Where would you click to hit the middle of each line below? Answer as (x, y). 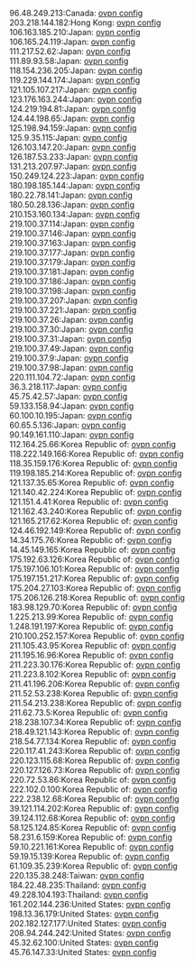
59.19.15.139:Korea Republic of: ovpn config (89, 856)
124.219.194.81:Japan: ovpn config (73, 109)
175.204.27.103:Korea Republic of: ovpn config (95, 588)
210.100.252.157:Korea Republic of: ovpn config (97, 636)
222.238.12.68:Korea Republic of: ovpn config (94, 799)
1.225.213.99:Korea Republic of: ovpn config (92, 616)
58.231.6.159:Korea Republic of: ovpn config (91, 837)
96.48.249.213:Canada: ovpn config (76, 13)
